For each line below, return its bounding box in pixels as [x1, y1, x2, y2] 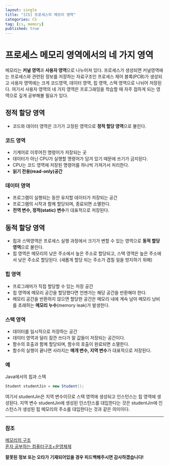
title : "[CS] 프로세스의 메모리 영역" [5, 12, 76, 17]
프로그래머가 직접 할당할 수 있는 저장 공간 [12, 283, 94, 289]
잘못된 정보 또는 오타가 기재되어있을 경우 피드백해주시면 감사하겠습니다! [5, 454, 144, 460]
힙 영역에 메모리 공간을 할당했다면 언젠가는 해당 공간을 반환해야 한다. [12, 289, 147, 296]
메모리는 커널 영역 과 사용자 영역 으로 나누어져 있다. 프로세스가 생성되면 [5, 67, 142, 73]
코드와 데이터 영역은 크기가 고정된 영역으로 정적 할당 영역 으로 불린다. [12, 123, 147, 129]
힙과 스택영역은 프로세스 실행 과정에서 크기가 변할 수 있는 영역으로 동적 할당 [12, 238, 160, 244]
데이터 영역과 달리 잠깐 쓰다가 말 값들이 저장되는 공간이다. [12, 335, 126, 341]
